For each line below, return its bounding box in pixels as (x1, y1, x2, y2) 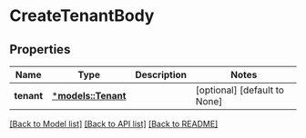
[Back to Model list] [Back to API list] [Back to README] (9, 119, 219, 129)
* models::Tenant (51, 90, 127, 102)
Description (135, 69, 188, 81)
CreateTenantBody (9, 5, 155, 26)
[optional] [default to (195, 84, 285, 96)
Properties (9, 42, 71, 57)
